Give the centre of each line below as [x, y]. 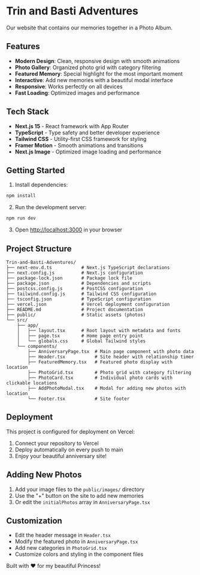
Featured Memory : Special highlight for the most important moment [99, 74]
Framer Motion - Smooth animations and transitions [79, 145]
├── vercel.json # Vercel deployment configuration [88, 304]
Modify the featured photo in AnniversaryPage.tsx [76, 541]
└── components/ [37, 346]
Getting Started [36, 170]
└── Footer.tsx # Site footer [79, 399]
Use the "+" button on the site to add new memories [79, 495]
